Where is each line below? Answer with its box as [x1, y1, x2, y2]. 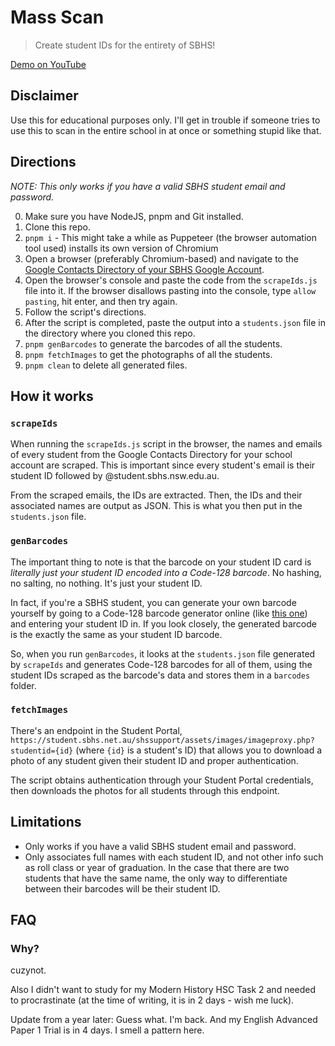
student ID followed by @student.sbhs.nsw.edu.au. [10, 470, 220, 482]
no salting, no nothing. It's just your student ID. [10, 577, 203, 589]
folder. [10, 679, 37, 691]
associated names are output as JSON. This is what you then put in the [10, 500, 303, 512]
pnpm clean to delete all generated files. [24, 359, 188, 371]
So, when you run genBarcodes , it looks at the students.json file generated [10, 647, 316, 660]
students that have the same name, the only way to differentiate [24, 872, 288, 884]
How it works [10, 387, 94, 405]
